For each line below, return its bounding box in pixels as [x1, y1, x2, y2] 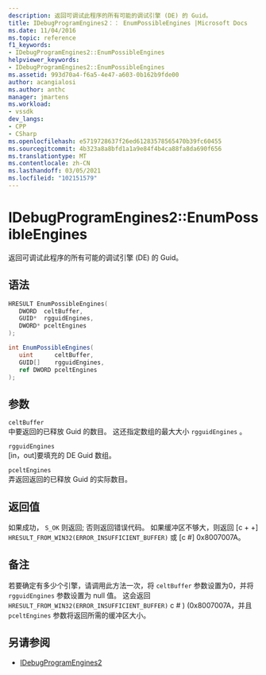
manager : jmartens [8, 93, 69, 101]
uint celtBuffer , [18, 351, 94, 359]
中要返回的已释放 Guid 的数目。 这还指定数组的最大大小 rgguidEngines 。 [8, 427, 247, 436]
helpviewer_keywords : [8, 56, 80, 64]
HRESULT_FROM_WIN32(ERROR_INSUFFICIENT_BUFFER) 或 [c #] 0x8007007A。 [8, 533, 245, 541]
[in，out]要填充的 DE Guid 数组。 [8, 451, 117, 460]
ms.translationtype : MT [8, 152, 87, 160]
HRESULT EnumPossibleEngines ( [8, 300, 109, 308]
